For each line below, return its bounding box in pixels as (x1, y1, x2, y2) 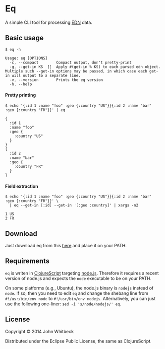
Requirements (5, 257, 50, 266)
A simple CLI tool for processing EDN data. (5, 19, 93, 25)
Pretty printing (5, 92, 36, 98)
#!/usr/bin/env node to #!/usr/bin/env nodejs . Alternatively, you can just (5, 295, 156, 301)
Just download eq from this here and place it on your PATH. (5, 242, 127, 248)
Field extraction (5, 183, 38, 189)
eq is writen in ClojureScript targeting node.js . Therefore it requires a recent (5, 270, 159, 276)
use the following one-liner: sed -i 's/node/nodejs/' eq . (5, 301, 121, 307)
